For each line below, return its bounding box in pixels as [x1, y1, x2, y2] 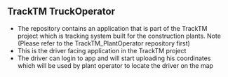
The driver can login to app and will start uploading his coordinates [17, 54, 211, 62]
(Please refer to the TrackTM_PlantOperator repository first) [17, 38, 191, 48]
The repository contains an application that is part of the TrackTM [17, 24, 208, 32]
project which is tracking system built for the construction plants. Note [17, 31, 221, 40]
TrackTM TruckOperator [7, 6, 116, 17]
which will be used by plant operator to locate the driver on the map [17, 61, 214, 69]
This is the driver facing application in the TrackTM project [17, 46, 187, 55]
